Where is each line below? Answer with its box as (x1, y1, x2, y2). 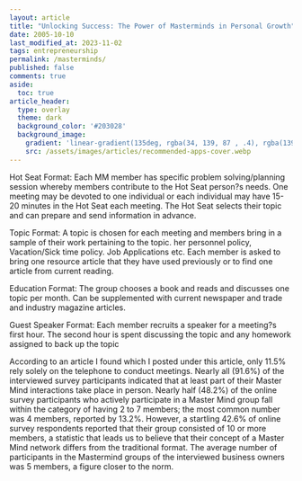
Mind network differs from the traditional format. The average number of (9, 441, 278, 452)
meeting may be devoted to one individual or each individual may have (9, 191, 271, 201)
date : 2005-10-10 (9, 30, 75, 39)
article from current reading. (9, 265, 114, 276)
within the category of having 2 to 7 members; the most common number (9, 404, 280, 414)
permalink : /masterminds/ (9, 55, 106, 64)
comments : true (9, 72, 67, 81)
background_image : (17, 130, 87, 139)
